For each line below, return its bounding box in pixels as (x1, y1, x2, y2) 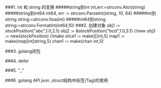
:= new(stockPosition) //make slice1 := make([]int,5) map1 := (5, 33, 125, 39)
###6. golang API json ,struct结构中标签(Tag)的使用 (5, 77, 108, 83)
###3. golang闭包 (5, 48, 40, 54)
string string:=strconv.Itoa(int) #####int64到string (5, 17, 106, 22)
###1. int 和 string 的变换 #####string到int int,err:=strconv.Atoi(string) (5, 4, 145, 10)
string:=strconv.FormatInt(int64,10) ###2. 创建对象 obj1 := (5, 22, 120, 28)
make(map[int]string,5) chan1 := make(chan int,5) (5, 38, 104, 44)
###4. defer (5, 58, 29, 64)
